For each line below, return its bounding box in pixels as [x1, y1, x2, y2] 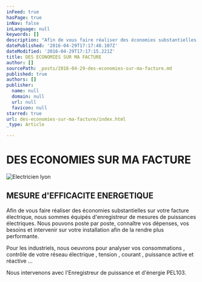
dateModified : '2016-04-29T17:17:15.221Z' [6, 49, 115, 55]
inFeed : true [6, 8, 39, 15]
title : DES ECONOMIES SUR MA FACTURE [6, 54, 102, 60]
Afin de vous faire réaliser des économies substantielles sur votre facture [6, 207, 189, 214]
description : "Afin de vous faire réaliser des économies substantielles [6, 37, 197, 43]
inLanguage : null [6, 25, 50, 32]
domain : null [12, 93, 45, 99]
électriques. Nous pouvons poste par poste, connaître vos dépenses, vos [6, 220, 189, 227]
